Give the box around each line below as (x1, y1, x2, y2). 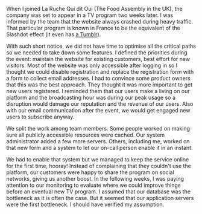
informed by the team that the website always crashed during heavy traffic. (6, 18, 193, 25)
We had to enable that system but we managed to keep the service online (6, 156, 189, 163)
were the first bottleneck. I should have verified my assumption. (6, 201, 165, 208)
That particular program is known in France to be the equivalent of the (6, 24, 181, 31)
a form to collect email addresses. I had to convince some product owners (6, 75, 191, 82)
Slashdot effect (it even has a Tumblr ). (6, 31, 101, 38)
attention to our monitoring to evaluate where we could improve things (6, 181, 181, 189)
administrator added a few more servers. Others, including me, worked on (6, 138, 190, 144)
